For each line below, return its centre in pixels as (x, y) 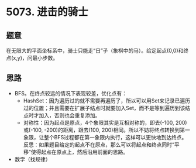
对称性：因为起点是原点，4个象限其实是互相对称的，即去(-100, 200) (105, 122)
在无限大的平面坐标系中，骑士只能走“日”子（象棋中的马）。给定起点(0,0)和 (95, 51)
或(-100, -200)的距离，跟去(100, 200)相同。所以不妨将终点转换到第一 (106, 130)
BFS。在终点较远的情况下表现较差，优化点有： (71, 93)
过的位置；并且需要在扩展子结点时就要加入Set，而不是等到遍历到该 (104, 108)
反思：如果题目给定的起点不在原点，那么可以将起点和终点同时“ (99, 145)
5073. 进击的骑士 (47, 12)
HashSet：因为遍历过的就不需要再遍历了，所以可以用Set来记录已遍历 (106, 101)
